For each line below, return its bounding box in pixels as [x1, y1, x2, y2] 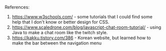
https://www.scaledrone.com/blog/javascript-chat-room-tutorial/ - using [11, 24, 161, 30]
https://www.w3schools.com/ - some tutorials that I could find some [11, 14, 153, 19]
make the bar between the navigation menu [11, 40, 102, 46]
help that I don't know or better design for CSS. [11, 19, 109, 25]
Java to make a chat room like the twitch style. [11, 30, 108, 35]
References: [4, 4, 29, 10]
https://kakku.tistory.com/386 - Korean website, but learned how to [11, 35, 151, 41]
